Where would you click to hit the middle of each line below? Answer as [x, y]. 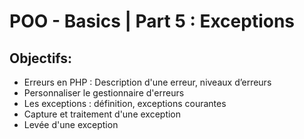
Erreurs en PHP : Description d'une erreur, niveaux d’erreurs [147, 82]
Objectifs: [41, 58]
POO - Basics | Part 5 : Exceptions [152, 21]
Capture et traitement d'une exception [102, 114]
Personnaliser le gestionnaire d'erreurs [104, 93]
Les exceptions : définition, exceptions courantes [125, 103]
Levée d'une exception [71, 124]
